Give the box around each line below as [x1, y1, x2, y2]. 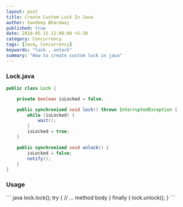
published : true [6, 25, 46, 31]
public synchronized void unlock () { [16, 144, 109, 150]
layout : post [6, 8, 38, 15]
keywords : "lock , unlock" [6, 47, 72, 53]
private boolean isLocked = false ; [16, 96, 104, 102]
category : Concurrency [6, 36, 62, 42]
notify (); [27, 156, 51, 162]
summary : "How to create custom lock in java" [6, 52, 122, 58]
